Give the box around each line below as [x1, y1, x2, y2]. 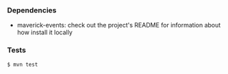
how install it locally [16, 28, 73, 36]
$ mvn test [7, 61, 38, 68]
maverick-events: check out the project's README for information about [16, 21, 221, 29]
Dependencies [7, 5, 57, 15]
